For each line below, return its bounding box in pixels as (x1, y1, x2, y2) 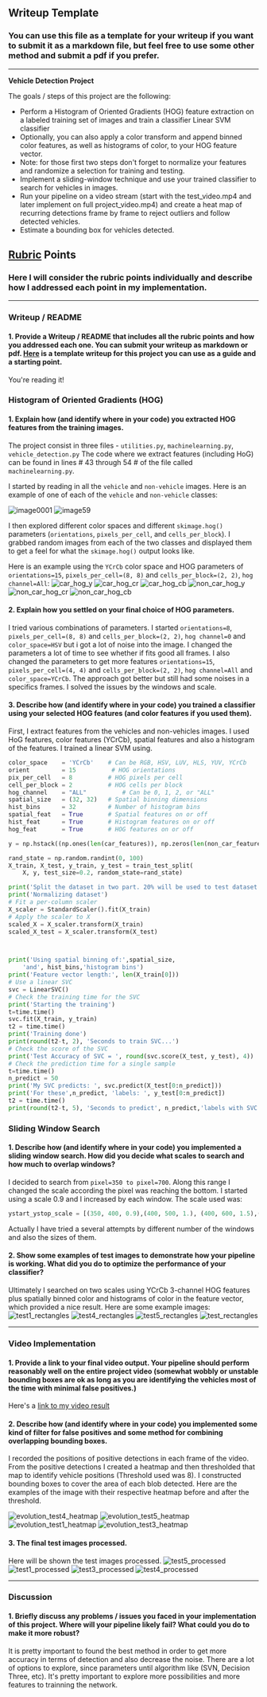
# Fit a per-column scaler (8, 898, 98, 906)
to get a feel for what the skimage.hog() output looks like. (8, 545, 195, 556)
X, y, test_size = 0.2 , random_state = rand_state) (22, 869, 183, 877)
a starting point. (8, 357, 63, 366)
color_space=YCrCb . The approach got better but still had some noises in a (8, 673, 250, 683)
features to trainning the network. (8, 1679, 118, 1689)
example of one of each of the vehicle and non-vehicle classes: (8, 490, 219, 499)
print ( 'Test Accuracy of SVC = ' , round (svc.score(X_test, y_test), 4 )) (8, 1052, 254, 1060)
